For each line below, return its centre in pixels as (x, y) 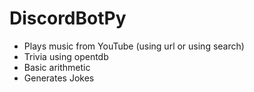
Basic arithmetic (57, 67)
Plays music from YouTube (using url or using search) (134, 46)
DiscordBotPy (68, 18)
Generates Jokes (59, 78)
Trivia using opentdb (66, 56)
